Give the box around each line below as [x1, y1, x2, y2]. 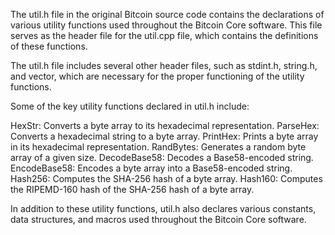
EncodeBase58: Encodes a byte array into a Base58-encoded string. [10, 162, 293, 174]
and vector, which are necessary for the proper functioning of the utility [10, 70, 305, 82]
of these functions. [10, 40, 88, 52]
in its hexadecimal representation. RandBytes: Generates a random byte [10, 141, 307, 153]
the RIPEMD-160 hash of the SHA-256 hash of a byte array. [10, 184, 255, 195]
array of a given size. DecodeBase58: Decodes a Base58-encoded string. [10, 152, 314, 163]
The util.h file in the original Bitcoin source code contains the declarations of [10, 9, 325, 20]
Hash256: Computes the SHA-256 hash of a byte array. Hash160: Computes [10, 173, 323, 184]
